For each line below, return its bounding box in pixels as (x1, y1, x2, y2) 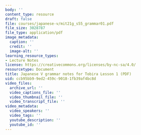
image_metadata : (5, 35, 39, 40)
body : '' (5, 7, 23, 12)
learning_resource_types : (5, 53, 58, 58)
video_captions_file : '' (9, 90, 61, 95)
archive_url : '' (9, 85, 43, 90)
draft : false (5, 16, 32, 21)
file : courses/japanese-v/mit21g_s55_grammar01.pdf (5, 21, 114, 26)
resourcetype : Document (5, 67, 54, 72)
